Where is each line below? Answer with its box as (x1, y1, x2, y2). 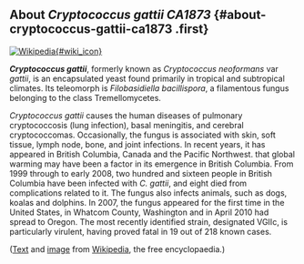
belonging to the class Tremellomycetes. (9, 92, 162, 103)
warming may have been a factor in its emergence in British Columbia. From (9, 158, 294, 169)
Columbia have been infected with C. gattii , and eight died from (9, 178, 248, 188)
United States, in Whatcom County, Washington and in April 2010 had (9, 207, 269, 218)
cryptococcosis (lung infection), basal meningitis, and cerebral (9, 119, 244, 130)
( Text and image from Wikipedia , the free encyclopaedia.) (9, 243, 226, 254)
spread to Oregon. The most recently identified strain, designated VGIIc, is (9, 216, 289, 227)
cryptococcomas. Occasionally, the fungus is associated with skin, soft (9, 129, 276, 140)
